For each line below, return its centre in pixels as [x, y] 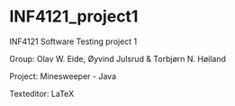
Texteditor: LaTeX [42, 93]
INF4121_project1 [74, 17]
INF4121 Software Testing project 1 [73, 41]
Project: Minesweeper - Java [63, 76]
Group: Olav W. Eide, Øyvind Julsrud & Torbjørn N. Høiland [118, 58]
